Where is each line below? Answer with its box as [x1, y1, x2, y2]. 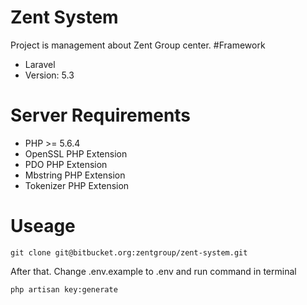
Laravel [24, 58, 56, 70]
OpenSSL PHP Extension [24, 147, 128, 160]
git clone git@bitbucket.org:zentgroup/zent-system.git [10, 247, 248, 258]
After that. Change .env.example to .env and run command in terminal [10, 265, 297, 277]
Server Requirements [10, 104, 192, 127]
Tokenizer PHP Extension [24, 179, 130, 191]
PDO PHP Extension [24, 158, 108, 170]
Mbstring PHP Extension [24, 169, 126, 181]
